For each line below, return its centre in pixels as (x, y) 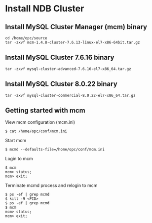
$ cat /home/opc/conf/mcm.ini (36, 131)
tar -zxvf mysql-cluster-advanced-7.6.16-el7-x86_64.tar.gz (68, 69)
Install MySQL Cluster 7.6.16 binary (60, 57)
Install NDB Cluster (45, 9)
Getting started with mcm (45, 111)
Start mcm (16, 141)
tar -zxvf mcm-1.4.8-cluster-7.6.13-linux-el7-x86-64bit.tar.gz (73, 42)
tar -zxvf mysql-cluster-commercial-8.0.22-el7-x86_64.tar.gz (70, 95)
